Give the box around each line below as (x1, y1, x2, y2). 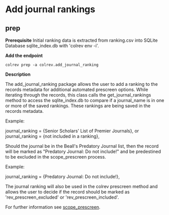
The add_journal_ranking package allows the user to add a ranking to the (5, 81, 158, 87)
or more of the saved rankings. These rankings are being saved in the (5, 103, 151, 109)
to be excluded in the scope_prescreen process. (5, 154, 107, 160)
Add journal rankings (5, 4, 95, 15)
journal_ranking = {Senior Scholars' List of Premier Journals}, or (5, 128, 140, 134)
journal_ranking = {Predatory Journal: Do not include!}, (5, 174, 120, 179)
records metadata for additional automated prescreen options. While (5, 86, 148, 93)
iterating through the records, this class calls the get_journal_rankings (5, 92, 151, 98)
